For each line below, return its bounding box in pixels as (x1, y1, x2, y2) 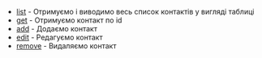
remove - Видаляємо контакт (15, 41, 117, 51)
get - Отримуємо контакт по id (15, 15, 122, 25)
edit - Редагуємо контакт (15, 32, 103, 42)
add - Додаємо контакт (15, 24, 97, 33)
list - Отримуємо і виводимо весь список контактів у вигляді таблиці (15, 7, 255, 16)
